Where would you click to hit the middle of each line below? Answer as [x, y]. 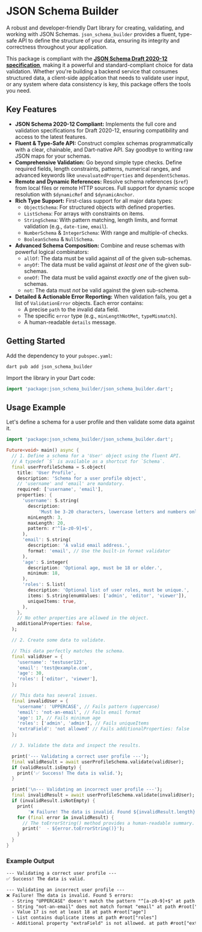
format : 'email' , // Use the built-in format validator [99, 551]
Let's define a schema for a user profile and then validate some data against [101, 422]
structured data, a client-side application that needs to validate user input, [98, 78]
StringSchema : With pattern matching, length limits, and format [101, 220]
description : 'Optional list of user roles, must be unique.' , [109, 590]
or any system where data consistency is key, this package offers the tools [99, 84]
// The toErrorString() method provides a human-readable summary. [109, 823]
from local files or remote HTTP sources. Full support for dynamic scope [105, 188]
